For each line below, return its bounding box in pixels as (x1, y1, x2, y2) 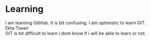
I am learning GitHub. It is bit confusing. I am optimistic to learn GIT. (5, 20, 146, 26)
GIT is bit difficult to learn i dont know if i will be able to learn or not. (5, 30, 146, 36)
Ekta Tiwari (5, 25, 29, 31)
